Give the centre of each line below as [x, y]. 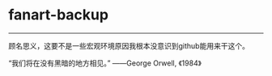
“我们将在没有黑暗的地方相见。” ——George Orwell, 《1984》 [105, 63]
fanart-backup [59, 15]
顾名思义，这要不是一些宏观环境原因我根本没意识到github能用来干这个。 [129, 45]
